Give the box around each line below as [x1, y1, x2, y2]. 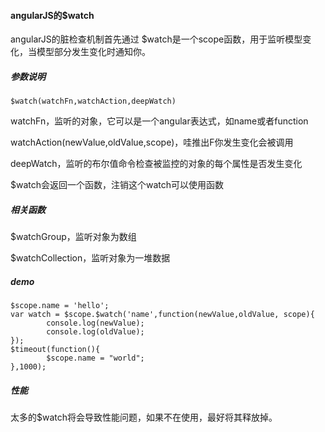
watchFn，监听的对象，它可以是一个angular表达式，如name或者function [10, 115, 309, 127]
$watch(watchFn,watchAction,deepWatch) [10, 96, 177, 107]
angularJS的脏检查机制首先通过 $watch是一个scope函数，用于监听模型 [10, 33, 303, 45]
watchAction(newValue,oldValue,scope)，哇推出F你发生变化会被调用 [10, 136, 294, 149]
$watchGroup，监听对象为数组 [10, 231, 137, 243]
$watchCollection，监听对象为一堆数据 [10, 252, 171, 264]
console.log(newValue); [46, 318, 145, 329]
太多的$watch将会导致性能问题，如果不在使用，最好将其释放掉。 [10, 411, 278, 424]
